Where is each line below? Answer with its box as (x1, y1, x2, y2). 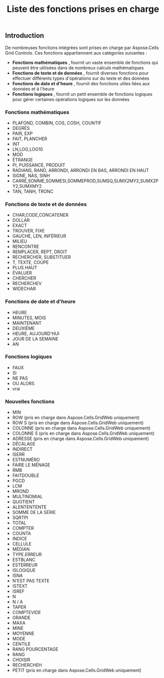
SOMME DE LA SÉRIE (12, 509, 56, 515)
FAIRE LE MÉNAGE (12, 462, 50, 468)
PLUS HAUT (12, 265, 38, 271)
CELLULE (12, 541, 32, 547)
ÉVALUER (12, 270, 32, 276)
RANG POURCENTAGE (12, 646, 58, 652)
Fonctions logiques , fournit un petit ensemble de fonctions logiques (12, 91, 153, 97)
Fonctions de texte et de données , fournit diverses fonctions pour (12, 70, 149, 76)
